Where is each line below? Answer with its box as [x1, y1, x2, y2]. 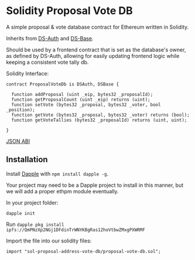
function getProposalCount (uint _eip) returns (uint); [11, 97, 150, 102]
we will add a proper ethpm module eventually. [6, 187, 119, 194]
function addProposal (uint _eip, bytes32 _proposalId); [11, 91, 153, 97]
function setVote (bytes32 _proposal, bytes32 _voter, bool [11, 101, 161, 108]
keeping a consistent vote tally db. [6, 59, 89, 66]
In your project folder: [6, 199, 59, 206]
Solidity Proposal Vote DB [6, 4, 133, 18]
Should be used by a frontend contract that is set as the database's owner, [6, 46, 186, 53]
